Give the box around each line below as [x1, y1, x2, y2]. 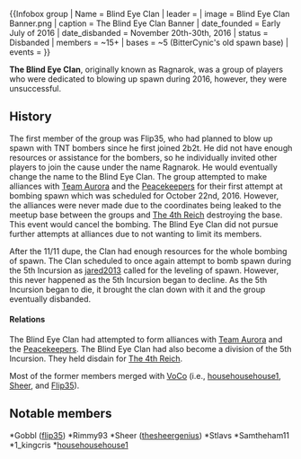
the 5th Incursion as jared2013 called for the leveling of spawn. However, [9, 265, 279, 276]
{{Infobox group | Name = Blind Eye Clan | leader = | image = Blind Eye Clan [9, 9, 290, 19]
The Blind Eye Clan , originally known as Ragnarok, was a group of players [9, 64, 284, 75]
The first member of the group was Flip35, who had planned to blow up [9, 133, 273, 144]
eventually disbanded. [9, 293, 92, 305]
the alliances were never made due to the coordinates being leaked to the [9, 199, 281, 210]
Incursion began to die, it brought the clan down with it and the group [9, 284, 266, 295]
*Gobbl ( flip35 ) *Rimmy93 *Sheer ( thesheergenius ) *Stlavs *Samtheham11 [9, 429, 290, 440]
